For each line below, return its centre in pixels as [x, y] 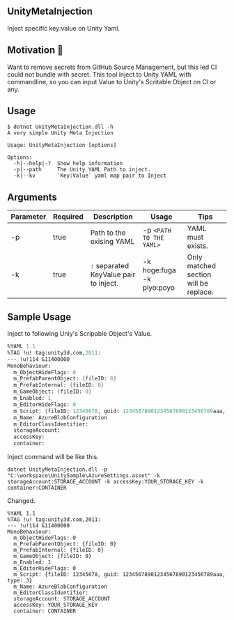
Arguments [32, 197]
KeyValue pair [113, 274]
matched [202, 266]
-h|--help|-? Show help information [68, 164]
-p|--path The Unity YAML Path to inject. [82, 170]
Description [113, 217]
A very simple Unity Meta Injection [60, 133]
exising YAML [112, 242]
